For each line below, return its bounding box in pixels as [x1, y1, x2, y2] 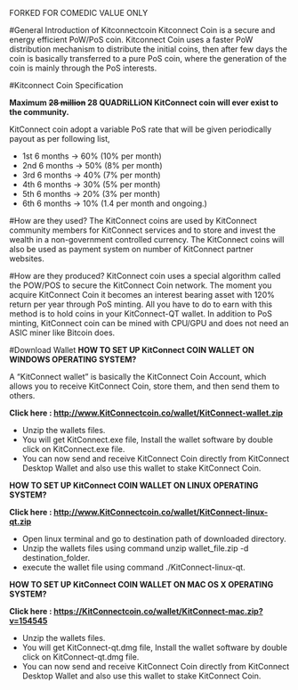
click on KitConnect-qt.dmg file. [21, 652, 140, 662]
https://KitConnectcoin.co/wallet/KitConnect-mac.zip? [52, 606, 264, 616]
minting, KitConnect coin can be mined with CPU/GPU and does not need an [9, 318, 289, 328]
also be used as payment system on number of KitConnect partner [9, 244, 254, 254]
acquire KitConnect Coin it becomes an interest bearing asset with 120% [9, 290, 276, 300]
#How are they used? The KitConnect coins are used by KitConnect [9, 216, 258, 226]
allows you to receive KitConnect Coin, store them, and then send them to [9, 381, 280, 391]
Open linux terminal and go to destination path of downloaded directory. [21, 534, 286, 544]
